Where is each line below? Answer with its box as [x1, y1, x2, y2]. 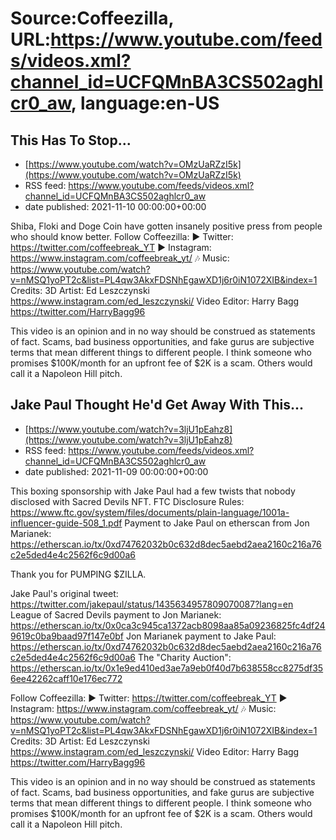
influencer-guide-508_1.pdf [10, 517, 123, 529]
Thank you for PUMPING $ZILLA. [10, 568, 147, 580]
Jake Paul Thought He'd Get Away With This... [10, 397, 304, 414]
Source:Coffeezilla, [10, 7, 174, 30]
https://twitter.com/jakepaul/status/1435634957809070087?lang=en [10, 598, 294, 610]
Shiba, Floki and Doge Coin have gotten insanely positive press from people [10, 220, 323, 232]
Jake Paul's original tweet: [10, 587, 119, 599]
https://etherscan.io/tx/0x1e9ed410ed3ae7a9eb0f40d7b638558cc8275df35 [10, 662, 324, 674]
